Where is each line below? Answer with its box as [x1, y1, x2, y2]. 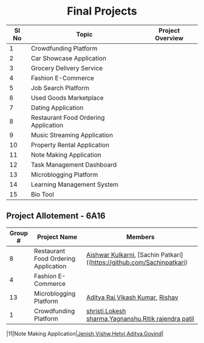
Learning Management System [30, 180, 119, 189]
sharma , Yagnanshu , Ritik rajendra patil [86, 314, 194, 323]
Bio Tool [30, 190, 55, 198]
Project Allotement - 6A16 [6, 211, 106, 221]
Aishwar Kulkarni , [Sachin [86, 251, 160, 259]
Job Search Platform [30, 83, 90, 92]
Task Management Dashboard [30, 160, 117, 168]
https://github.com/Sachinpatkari [90, 258, 185, 266]
